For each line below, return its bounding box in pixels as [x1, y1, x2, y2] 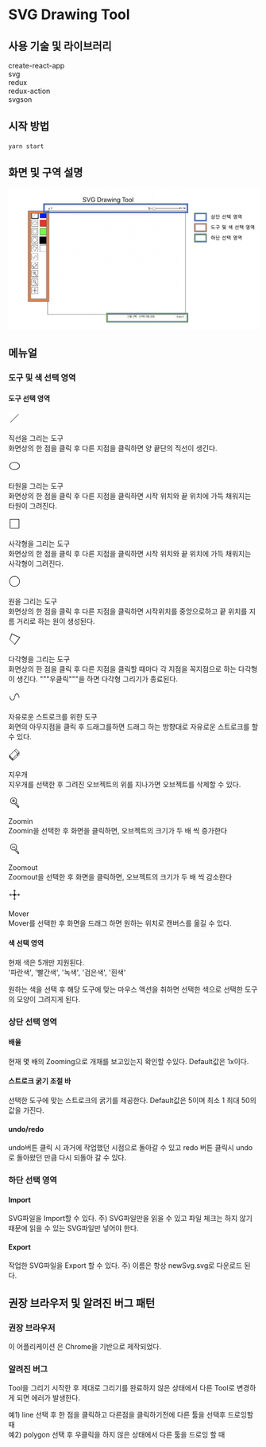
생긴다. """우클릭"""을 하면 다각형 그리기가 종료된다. [16, 674, 179, 684]
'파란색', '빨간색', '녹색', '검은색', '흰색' [8, 967, 126, 977]
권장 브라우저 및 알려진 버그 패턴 [8, 1296, 156, 1310]
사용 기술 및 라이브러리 [8, 39, 113, 53]
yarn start [8, 142, 44, 150]
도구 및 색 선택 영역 [8, 372, 76, 384]
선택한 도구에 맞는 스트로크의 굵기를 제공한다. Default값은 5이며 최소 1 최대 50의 [8, 1095, 256, 1105]
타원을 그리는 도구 [8, 482, 64, 491]
